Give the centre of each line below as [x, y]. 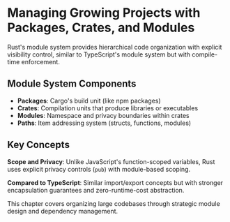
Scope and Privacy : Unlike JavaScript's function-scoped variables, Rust [111, 161]
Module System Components [72, 84]
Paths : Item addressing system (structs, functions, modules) [104, 123]
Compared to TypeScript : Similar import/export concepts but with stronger [115, 182]
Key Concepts [38, 145]
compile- [205, 54]
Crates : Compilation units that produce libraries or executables [108, 108]
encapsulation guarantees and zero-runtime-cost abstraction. [96, 190]
